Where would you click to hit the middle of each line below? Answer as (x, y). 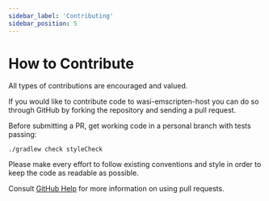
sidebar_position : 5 (43, 24)
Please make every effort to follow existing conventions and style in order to (135, 165)
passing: (23, 135)
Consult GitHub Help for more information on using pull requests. (116, 189)
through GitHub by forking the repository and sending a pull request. (122, 110)
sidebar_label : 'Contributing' (61, 16)
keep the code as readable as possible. (74, 173)
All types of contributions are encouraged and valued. (98, 86)
